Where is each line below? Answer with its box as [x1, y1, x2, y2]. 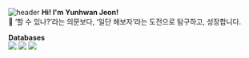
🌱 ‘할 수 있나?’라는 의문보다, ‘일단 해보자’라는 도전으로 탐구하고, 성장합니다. [8, 17, 242, 26]
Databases [8, 33, 46, 42]
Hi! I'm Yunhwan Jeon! [41, 8, 118, 17]
